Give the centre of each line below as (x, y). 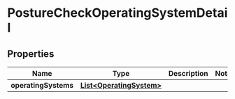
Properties (31, 54)
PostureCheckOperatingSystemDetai (117, 13)
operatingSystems (42, 85)
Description (188, 73)
